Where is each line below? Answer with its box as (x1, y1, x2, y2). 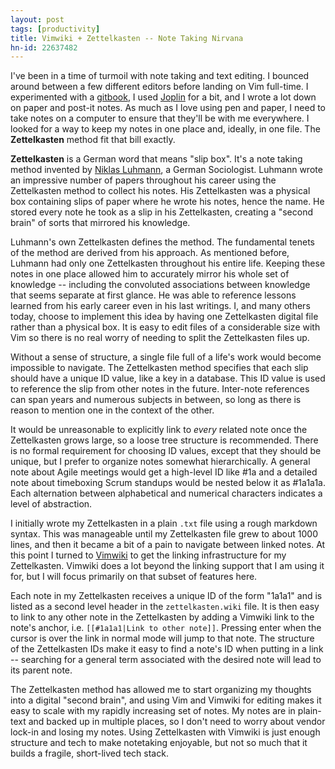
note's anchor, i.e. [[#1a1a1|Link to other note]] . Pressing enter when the (10, 622, 322, 634)
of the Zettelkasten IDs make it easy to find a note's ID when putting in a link (10, 643, 324, 655)
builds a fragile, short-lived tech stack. (10, 747, 169, 760)
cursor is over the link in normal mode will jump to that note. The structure (10, 632, 315, 645)
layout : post (10, 14, 65, 25)
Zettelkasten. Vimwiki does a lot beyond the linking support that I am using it (10, 560, 325, 572)
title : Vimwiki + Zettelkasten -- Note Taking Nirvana (10, 33, 244, 43)
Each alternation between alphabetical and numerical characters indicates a (10, 487, 323, 500)
